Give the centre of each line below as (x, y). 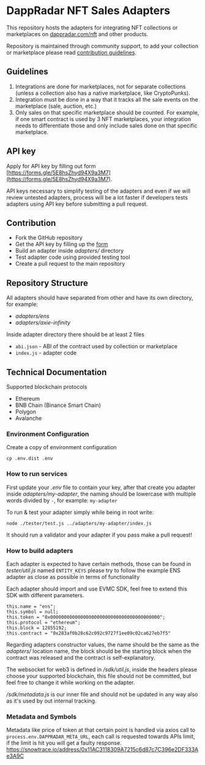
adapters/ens (32, 316)
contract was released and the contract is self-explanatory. (81, 657)
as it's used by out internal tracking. (51, 701)
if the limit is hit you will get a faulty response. (64, 743)
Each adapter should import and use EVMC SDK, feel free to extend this (97, 589)
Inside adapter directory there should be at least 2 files (76, 335)
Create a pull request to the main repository (70, 264)
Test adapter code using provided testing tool (73, 257)
